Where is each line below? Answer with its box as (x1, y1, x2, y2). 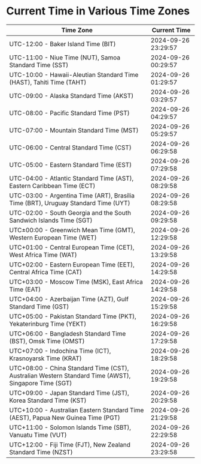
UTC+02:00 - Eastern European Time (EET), (9, 260, 135, 268)
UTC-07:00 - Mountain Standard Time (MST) (9, 126, 139, 134)
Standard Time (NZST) (9, 448, 73, 456)
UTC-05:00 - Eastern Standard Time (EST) (9, 160, 132, 169)
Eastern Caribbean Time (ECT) (9, 181, 96, 190)
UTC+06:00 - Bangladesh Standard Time (9, 329, 126, 337)
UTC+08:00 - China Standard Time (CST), (9, 364, 129, 372)
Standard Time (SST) (9, 61, 69, 69)
